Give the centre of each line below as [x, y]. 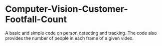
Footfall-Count [36, 19]
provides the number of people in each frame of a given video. [69, 38]
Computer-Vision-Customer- [67, 9]
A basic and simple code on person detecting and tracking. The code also [81, 33]
